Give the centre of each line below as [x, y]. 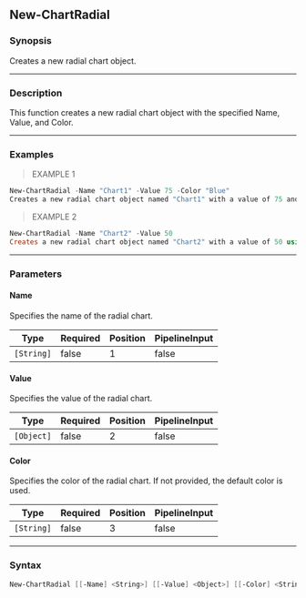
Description [36, 93]
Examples [32, 154]
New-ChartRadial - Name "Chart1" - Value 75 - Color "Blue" [120, 191]
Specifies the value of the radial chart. [81, 399]
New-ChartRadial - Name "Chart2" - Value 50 [91, 234]
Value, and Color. [42, 122]
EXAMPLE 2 [54, 217]
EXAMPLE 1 [53, 174]
